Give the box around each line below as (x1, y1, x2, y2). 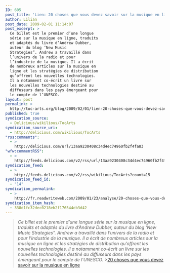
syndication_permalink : (5, 186, 56, 191)
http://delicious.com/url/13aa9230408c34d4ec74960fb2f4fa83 (14, 144, 144, 149)
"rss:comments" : (5, 135, 39, 140)
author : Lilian (5, 17, 37, 22)
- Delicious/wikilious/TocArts (10, 120, 76, 126)
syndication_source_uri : (5, 125, 58, 130)
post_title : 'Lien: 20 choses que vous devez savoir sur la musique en (5, 12, 159, 17)
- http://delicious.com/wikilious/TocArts (10, 130, 101, 135)
